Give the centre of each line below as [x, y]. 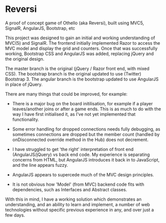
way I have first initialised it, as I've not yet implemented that [74, 114]
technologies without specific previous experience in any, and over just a [80, 210]
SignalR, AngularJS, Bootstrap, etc [40, 28]
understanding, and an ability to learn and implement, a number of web [78, 204]
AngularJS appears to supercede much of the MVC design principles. [83, 174]
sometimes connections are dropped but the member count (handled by [86, 134]
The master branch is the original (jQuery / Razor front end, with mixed [77, 69]
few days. [15, 215]
